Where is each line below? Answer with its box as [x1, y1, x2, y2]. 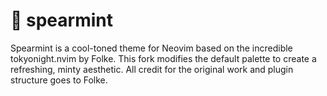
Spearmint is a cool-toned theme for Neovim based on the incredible [10, 42, 293, 54]
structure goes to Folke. [10, 74, 108, 86]
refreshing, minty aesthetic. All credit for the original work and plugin [10, 63, 294, 75]
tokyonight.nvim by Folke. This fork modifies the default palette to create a [10, 52, 317, 64]
